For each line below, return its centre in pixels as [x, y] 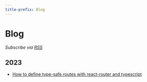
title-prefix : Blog [25, 10]
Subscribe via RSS [24, 47]
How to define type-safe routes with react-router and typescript [77, 74]
